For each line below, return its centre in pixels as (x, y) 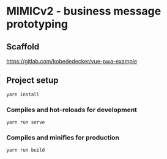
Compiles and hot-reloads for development (72, 110)
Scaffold (23, 47)
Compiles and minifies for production (63, 138)
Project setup (33, 80)
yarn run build (26, 150)
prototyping (37, 24)
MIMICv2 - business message (84, 11)
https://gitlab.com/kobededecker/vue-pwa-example (72, 61)
